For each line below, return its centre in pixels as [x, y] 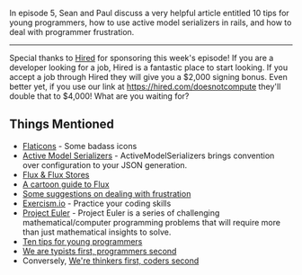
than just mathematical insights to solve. [97, 232]
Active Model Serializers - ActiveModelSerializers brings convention [148, 155]
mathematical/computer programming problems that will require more [151, 222]
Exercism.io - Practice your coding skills [97, 203]
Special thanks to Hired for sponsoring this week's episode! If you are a [142, 58]
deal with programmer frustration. [72, 32]
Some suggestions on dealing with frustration [107, 193]
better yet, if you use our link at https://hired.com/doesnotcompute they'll [145, 86]
